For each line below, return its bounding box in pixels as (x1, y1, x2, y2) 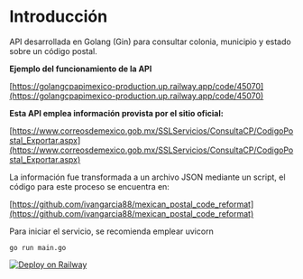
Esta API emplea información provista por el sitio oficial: (9, 107, 224, 118)
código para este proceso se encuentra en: (9, 181, 170, 191)
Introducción (9, 6, 108, 27)
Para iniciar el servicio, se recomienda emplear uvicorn (9, 226, 214, 237)
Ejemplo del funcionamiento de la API (9, 63, 152, 74)
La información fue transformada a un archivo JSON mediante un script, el (9, 172, 286, 182)
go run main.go (9, 243, 67, 252)
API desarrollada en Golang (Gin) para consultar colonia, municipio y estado (9, 36, 291, 47)
